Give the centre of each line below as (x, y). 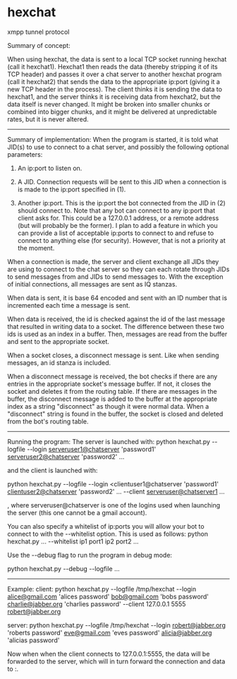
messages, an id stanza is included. (59, 362)
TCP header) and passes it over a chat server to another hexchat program (115, 74)
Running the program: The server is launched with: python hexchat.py (109, 441)
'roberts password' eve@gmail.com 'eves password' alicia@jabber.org (110, 632)
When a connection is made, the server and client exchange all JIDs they (113, 261)
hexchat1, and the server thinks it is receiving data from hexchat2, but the (114, 97)
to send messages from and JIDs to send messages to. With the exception (115, 277)
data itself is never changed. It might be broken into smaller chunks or (109, 104)
